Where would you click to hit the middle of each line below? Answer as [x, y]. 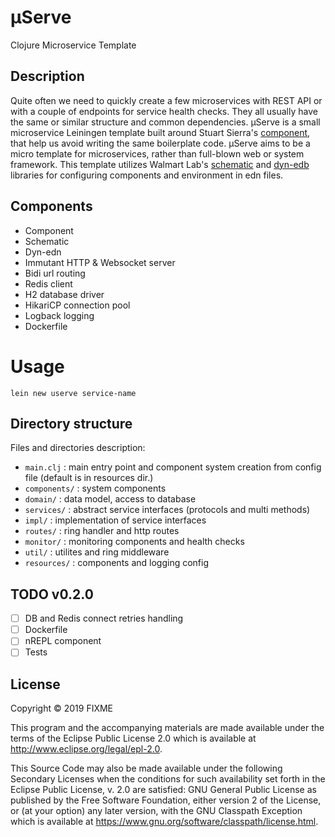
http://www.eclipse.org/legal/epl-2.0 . [86, 749]
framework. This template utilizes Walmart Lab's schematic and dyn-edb [160, 164]
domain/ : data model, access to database [110, 499]
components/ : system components [95, 488]
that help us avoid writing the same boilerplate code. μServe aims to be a [160, 143]
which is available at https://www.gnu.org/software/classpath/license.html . [164, 822]
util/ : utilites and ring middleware [97, 552]
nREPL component [63, 641]
